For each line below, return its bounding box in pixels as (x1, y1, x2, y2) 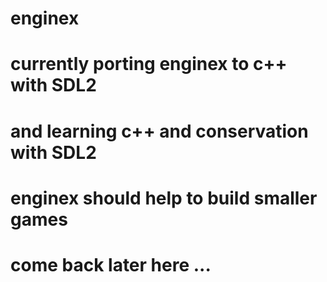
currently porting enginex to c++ (10, 53, 288, 76)
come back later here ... (10, 253, 212, 276)
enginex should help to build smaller (10, 187, 318, 209)
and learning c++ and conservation (10, 120, 309, 142)
